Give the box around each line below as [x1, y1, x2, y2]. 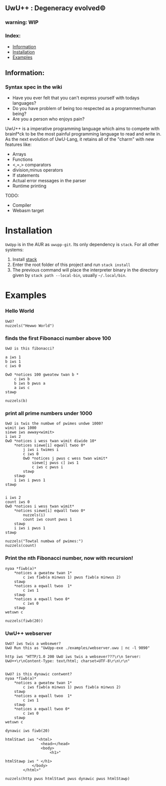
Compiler [12, 202, 31, 208]
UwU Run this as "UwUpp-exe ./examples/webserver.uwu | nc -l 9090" [5, 645, 150, 651]
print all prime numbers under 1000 [5, 409, 92, 416]
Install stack [12, 257, 37, 262]
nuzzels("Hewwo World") [5, 323, 55, 328]
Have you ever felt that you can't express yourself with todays [12, 95, 140, 101]
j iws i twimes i [23, 447, 59, 452]
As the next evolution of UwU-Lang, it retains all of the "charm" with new [5, 136, 155, 142]
